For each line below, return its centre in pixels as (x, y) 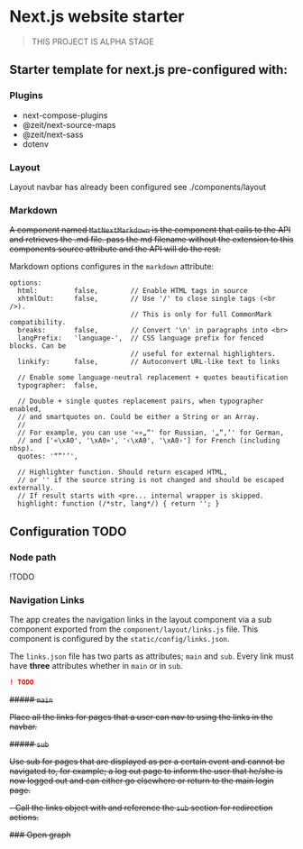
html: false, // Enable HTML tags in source (133, 291)
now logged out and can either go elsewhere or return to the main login (142, 781)
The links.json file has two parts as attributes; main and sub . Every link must (151, 656)
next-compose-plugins (65, 115)
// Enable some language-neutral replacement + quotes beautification (153, 378)
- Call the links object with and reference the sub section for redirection (141, 808)
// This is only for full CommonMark (201, 315)
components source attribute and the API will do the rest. (115, 249)
